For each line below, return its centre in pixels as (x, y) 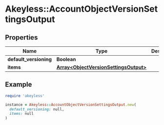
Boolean (66, 59)
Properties (21, 37)
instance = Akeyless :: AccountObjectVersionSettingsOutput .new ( (71, 104)
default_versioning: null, (37, 109)
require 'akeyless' (25, 96)
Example (19, 85)
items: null (22, 114)
